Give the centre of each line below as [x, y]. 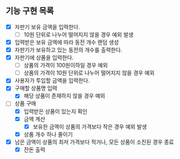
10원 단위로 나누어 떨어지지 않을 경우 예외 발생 [78, 34]
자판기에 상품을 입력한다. [44, 57]
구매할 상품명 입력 [36, 88]
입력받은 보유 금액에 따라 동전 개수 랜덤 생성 [67, 42]
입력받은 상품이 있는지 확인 [56, 111]
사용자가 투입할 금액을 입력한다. [52, 81]
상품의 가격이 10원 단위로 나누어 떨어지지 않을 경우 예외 [89, 73]
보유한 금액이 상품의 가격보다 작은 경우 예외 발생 [90, 127]
